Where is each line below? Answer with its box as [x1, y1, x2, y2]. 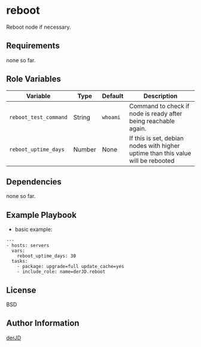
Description [143, 92, 178, 100]
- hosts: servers [6, 243, 50, 249]
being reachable [129, 117, 175, 125]
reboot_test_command [9, 114, 68, 120]
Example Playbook [6, 210, 77, 220]
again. [129, 124, 147, 132]
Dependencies [6, 176, 62, 187]
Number [73, 145, 97, 153]
